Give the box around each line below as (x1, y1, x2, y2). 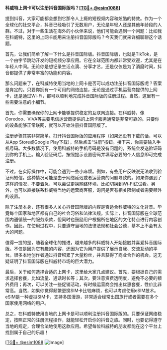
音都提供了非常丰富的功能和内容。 (5, 70, 75, 75)
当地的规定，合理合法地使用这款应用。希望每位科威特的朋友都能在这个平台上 (5, 323, 162, 329)
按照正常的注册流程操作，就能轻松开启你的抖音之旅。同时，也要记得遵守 (13, 317, 162, 323)
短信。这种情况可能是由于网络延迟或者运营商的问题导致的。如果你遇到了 (13, 175, 162, 180)
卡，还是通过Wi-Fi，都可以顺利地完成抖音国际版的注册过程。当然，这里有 (5, 93, 156, 99)
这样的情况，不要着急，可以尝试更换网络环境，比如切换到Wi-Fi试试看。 (5, 181, 152, 187)
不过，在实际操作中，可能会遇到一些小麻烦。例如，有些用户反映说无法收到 (5, 168, 158, 174)
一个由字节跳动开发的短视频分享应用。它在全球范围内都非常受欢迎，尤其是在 (5, 57, 162, 63)
